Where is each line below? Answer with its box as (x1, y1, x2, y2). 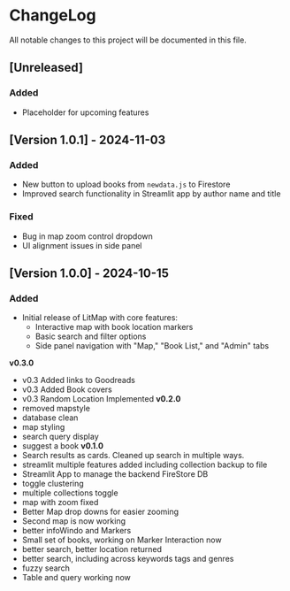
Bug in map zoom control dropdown (21, 231, 153, 242)
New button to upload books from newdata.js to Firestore (21, 179, 231, 190)
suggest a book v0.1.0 (21, 441, 104, 451)
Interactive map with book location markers (34, 322, 194, 333)
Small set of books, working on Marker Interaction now (21, 534, 223, 545)
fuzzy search (21, 563, 71, 573)
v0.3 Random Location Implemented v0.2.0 (21, 394, 181, 404)
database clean (21, 412, 79, 423)
